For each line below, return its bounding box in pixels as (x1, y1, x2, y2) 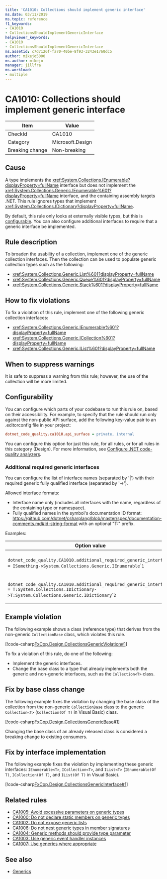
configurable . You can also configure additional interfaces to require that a (5, 218, 158, 224)
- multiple (5, 72, 28, 77)
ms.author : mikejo (5, 58, 43, 63)
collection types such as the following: (5, 262, 84, 268)
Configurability (5, 393, 53, 401)
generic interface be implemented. (5, 223, 76, 229)
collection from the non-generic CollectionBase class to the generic (5, 704, 144, 710)
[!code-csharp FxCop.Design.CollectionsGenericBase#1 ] (5, 719, 120, 725)
